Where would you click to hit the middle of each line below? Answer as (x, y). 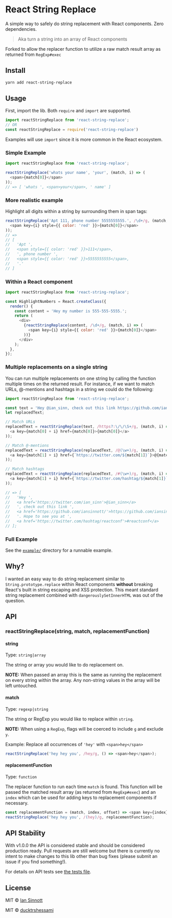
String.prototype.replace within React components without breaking (79, 584)
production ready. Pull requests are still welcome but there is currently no (83, 851)
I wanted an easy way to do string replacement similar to (65, 579)
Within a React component (39, 282)
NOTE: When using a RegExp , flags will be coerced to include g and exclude (84, 729)
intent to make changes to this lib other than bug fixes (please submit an (81, 856)
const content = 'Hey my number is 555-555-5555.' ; (71, 311)
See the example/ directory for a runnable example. (59, 551)
